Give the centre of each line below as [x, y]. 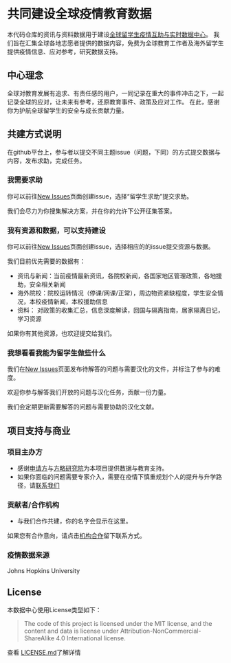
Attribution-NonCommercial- [161, 631]
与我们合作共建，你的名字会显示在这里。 [74, 521]
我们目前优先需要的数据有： [46, 261]
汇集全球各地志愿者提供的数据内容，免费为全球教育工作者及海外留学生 [124, 43]
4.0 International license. [91, 638]
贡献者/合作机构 [33, 505]
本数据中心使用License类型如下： [54, 609]
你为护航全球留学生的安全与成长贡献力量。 [67, 110]
